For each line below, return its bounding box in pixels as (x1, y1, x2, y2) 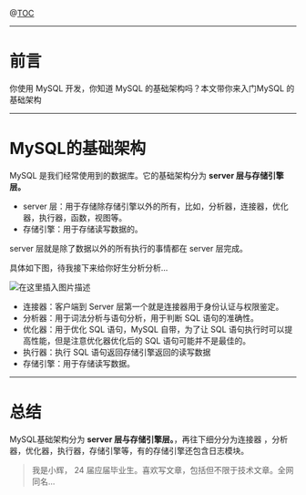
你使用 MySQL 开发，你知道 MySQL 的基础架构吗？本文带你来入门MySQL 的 (9, 82, 295, 94)
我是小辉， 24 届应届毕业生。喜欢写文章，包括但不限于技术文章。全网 (31, 464, 294, 475)
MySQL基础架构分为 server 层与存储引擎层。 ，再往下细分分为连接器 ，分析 (9, 433, 289, 445)
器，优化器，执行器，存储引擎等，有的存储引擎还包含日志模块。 (9, 445, 249, 456)
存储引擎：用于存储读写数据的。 (22, 223, 143, 234)
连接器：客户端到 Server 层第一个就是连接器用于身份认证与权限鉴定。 (22, 301, 284, 312)
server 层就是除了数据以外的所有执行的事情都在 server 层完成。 (9, 242, 248, 253)
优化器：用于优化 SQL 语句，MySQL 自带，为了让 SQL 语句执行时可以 (22, 324, 285, 335)
